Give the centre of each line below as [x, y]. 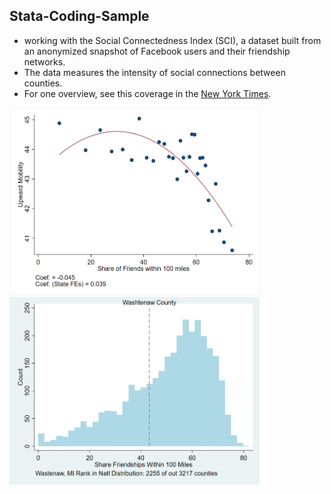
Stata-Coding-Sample [79, 16]
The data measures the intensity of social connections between [154, 72]
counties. [43, 83]
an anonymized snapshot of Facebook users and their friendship [157, 51]
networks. [44, 61]
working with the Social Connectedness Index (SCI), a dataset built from [172, 40]
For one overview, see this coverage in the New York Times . [147, 93]
